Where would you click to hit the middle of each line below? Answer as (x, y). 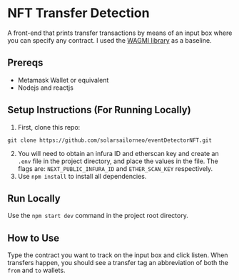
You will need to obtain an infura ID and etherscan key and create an (118, 153)
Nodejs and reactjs (45, 88)
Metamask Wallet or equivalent (63, 80)
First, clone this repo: (49, 127)
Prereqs (25, 63)
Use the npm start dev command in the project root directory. (98, 216)
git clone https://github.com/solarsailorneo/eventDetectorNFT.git (110, 140)
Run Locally (34, 198)
